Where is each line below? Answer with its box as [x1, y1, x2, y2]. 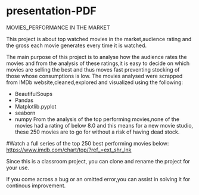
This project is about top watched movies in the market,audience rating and [6, 35, 192, 42]
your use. [6, 164, 30, 171]
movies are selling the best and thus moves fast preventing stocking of [6, 66, 180, 73]
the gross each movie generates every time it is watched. [6, 42, 147, 49]
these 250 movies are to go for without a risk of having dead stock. [14, 128, 180, 135]
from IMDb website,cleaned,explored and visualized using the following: [6, 79, 184, 86]
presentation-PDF [6, 4, 97, 18]
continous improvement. [6, 182, 66, 189]
